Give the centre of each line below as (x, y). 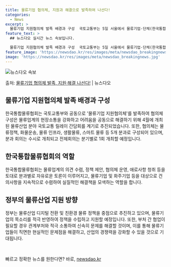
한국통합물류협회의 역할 (40, 156)
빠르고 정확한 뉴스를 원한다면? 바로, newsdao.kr (53, 259)
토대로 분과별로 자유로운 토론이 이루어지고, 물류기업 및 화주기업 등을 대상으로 (81, 176)
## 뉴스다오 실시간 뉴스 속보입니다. (42, 39)
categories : (18, 15)
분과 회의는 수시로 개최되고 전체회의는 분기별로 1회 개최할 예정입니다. (73, 139)
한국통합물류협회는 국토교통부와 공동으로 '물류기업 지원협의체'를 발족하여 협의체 (84, 113)
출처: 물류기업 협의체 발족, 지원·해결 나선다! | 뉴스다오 (58, 83)
